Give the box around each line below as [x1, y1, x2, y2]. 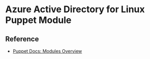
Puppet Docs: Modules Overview [12, 48, 83, 54]
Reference [5, 35, 39, 43]
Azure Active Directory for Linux [5, 4, 145, 15]
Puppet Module [5, 14, 72, 26]
